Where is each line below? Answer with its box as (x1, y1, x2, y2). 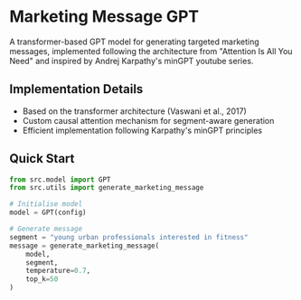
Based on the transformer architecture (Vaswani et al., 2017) (22, 106, 247, 117)
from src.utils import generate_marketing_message (9, 183, 204, 192)
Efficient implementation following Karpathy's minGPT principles (22, 125, 263, 136)
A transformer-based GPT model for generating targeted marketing (9, 36, 259, 47)
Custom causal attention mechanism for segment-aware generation (22, 115, 275, 126)
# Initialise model (9, 200, 83, 209)
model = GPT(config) (9, 208, 88, 218)
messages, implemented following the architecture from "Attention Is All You (9, 45, 293, 56)
